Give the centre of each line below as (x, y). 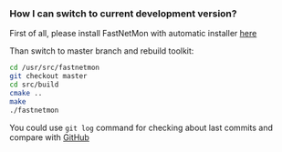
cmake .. (26, 93)
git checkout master (49, 76)
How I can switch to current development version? (123, 14)
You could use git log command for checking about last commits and (141, 127)
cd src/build (34, 85)
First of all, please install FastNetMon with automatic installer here (133, 34)
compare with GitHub (49, 137)
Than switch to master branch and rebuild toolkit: (102, 51)
